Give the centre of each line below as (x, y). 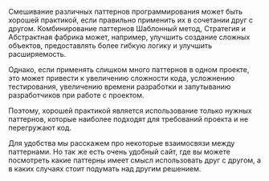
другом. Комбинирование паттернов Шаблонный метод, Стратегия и (127, 28)
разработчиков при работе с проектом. (76, 95)
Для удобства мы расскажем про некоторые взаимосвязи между (122, 143)
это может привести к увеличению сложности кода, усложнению (122, 78)
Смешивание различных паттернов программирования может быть (126, 12)
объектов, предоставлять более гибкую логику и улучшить (110, 46)
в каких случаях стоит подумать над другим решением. (105, 169)
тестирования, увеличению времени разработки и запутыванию (120, 86)
